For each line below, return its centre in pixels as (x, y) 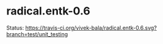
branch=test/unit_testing (37, 34)
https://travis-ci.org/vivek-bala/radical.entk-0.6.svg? (91, 28)
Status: (15, 28)
